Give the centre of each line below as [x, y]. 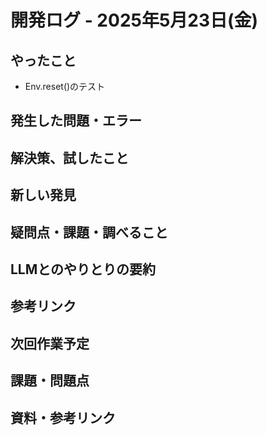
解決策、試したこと [69, 157]
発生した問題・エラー [76, 121]
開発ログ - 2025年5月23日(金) [134, 20]
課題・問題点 [50, 381]
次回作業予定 [50, 343]
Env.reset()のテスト [65, 86]
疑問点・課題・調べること [89, 232]
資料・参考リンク [63, 417]
